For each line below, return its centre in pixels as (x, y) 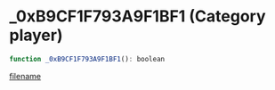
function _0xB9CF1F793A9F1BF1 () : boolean (87, 59)
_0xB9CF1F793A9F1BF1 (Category (137, 16)
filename (25, 76)
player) (36, 35)
